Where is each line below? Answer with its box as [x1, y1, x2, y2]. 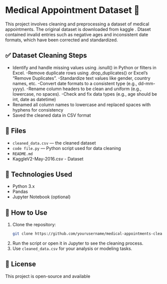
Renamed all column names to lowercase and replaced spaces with [12, 102, 151, 108]
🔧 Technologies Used [5, 170, 72, 178]
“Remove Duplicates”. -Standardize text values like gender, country [12, 75, 151, 81]
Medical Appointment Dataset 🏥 [5, 4, 140, 16]
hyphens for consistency [12, 107, 64, 113]
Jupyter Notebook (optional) [12, 194, 71, 200]
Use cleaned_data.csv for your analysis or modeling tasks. [12, 246, 133, 252]
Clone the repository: [12, 222, 56, 228]
